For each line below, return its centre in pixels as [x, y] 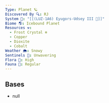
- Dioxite [19, 42]
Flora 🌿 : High [20, 60]
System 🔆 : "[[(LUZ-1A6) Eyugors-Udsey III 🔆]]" [55, 19]
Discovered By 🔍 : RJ [27, 14]
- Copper [18, 37]
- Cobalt [18, 46]
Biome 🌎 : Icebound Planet [33, 23]
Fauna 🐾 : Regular [23, 64]
